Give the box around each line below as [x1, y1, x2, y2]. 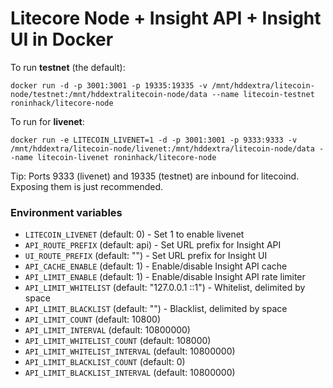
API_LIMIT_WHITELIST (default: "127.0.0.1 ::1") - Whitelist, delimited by [24, 282, 306, 294]
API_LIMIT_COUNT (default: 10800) [24, 313, 162, 326]
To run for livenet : [10, 115, 85, 127]
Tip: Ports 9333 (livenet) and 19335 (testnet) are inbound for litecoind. [10, 170, 300, 182]
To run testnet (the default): [10, 61, 126, 73]
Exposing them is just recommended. [10, 180, 164, 192]
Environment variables [10, 205, 123, 219]
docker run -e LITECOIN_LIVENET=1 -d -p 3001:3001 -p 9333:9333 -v [10, 135, 298, 145]
